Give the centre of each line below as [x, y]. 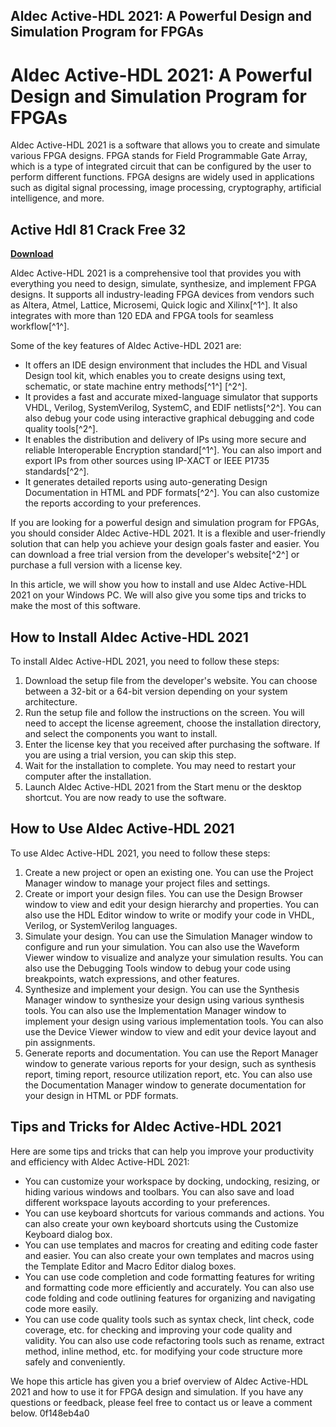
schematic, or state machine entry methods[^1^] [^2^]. [136, 386]
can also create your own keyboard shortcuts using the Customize [161, 1223]
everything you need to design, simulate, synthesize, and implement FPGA [163, 284]
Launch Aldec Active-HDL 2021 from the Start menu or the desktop [163, 786]
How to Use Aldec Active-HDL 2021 [122, 829]
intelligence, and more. [57, 198]
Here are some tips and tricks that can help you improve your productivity [162, 1151]
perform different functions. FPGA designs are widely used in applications [162, 177]
